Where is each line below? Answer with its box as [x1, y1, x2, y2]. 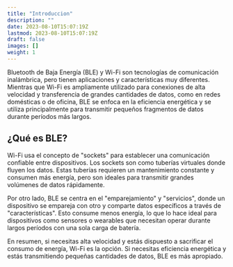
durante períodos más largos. [7, 112, 92, 120]
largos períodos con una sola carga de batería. [7, 223, 141, 232]
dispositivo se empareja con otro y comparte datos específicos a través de [7, 201, 221, 209]
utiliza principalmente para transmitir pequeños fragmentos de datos [7, 105, 204, 113]
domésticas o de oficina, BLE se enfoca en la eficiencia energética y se [7, 97, 211, 106]
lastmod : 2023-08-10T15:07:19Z [7, 29, 98, 37]
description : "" [7, 17, 54, 24]
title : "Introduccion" [7, 10, 73, 17]
